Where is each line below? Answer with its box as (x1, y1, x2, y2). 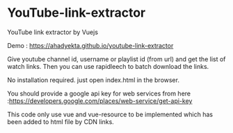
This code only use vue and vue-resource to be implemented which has (7, 110, 214, 118)
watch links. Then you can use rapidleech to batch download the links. (7, 62, 209, 70)
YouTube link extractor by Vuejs (7, 28, 99, 36)
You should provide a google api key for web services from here (7, 89, 191, 97)
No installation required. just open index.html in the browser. (7, 75, 179, 84)
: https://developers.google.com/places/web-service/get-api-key (7, 96, 193, 105)
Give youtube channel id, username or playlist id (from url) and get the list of (7, 54, 226, 63)
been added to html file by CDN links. (7, 117, 115, 126)
